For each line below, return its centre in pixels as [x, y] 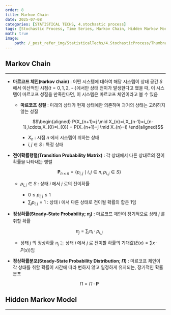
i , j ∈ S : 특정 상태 [46, 145]
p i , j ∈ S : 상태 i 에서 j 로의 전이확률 [55, 184]
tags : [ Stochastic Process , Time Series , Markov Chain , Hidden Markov [82, 29]
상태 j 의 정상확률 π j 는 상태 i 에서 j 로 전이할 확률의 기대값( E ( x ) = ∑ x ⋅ [89, 243]
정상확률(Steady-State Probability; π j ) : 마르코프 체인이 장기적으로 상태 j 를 [89, 214]
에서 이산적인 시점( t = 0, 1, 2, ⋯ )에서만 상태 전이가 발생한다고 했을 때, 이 [84, 88]
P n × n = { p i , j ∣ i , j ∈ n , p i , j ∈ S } [89, 173]
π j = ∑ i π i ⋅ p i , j [89, 232]
